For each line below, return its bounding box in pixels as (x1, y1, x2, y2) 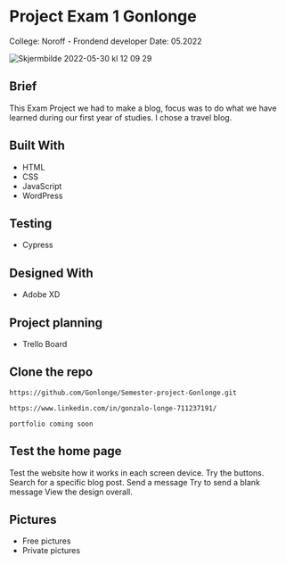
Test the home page (9, 444, 122, 459)
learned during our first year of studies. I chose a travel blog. (9, 112, 233, 122)
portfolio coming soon (9, 419, 94, 428)
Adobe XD (21, 289, 61, 300)
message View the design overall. (9, 486, 134, 497)
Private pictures (21, 545, 81, 556)
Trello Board (21, 339, 68, 349)
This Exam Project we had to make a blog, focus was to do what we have (9, 103, 277, 113)
